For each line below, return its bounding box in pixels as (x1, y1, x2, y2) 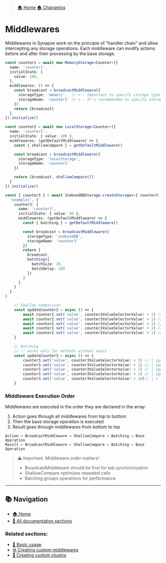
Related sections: (5, 530, 48, 537)
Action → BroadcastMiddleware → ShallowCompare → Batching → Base (5, 434, 145, 439)
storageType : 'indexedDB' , (27, 234, 83, 239)
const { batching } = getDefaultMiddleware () (23, 221, 119, 225)
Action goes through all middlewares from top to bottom (12, 413, 126, 419)
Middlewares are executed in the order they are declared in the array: (5, 404, 146, 410)
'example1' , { (9, 197, 39, 202)
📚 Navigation (5, 495, 48, 504)
